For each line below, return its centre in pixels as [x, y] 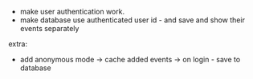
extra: [18, 44]
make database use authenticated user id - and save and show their [132, 20]
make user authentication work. [72, 12]
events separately [49, 28]
